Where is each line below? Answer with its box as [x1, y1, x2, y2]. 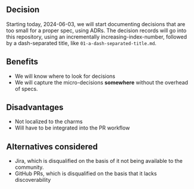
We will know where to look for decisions [14, 73, 115, 80]
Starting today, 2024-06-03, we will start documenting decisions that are [6, 20, 186, 27]
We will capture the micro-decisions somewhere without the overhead [14, 78, 189, 86]
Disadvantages [6, 102, 64, 112]
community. [14, 163, 44, 171]
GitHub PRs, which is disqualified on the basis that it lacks [14, 170, 157, 177]
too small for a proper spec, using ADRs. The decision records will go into [6, 27, 187, 34]
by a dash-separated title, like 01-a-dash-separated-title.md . [6, 39, 157, 46]
